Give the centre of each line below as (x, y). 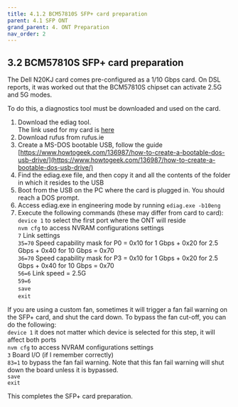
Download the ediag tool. (54, 122)
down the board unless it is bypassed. (63, 370)
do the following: (32, 325)
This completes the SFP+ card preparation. (70, 396)
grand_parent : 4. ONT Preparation (59, 27)
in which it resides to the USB (61, 183)
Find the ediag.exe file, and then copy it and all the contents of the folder (124, 175)
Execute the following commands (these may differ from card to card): (120, 213)
